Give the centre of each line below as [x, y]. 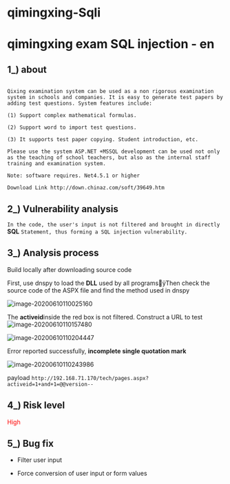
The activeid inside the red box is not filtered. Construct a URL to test [105, 317]
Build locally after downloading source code [70, 269]
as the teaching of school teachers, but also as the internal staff [109, 158]
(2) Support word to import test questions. [72, 128]
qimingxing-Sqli [54, 13]
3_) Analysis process [53, 253]
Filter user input [39, 460]
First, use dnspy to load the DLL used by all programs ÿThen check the [108, 283]
